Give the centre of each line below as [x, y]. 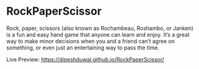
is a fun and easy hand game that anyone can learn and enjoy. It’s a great [98, 34]
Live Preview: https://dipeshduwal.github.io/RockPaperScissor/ [85, 59]
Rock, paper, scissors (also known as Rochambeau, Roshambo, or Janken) [100, 28]
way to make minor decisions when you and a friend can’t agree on [91, 41]
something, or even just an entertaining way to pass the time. [83, 48]
